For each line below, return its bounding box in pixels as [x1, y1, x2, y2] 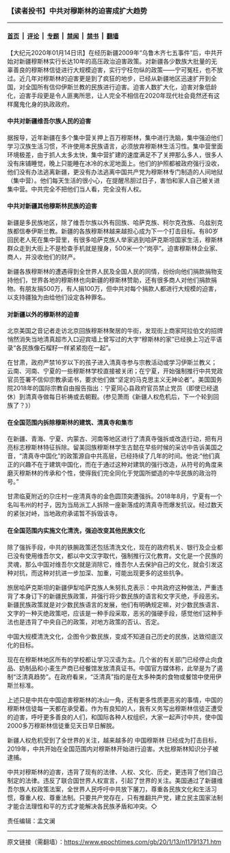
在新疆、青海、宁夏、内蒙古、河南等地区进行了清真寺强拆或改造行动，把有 [7, 434, 217, 443]
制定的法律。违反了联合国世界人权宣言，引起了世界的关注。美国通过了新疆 [7, 776, 217, 784]
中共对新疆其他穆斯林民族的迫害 [7, 202, 97, 210]
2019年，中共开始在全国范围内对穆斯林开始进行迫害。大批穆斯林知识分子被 [7, 745, 219, 753]
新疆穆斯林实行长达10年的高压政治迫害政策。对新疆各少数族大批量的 [18, 57, 212, 65]
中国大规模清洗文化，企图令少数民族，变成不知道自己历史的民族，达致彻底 [7, 632, 217, 640]
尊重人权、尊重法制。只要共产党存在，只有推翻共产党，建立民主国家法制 [18, 793, 223, 802]
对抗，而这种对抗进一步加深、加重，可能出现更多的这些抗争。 [12, 568, 187, 577]
